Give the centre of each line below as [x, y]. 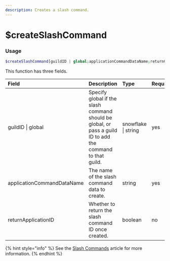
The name [100, 170]
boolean [132, 220]
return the [100, 210]
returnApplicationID [31, 220]
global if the [103, 99]
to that [96, 155]
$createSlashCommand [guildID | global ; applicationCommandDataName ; [78, 61]
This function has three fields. [36, 71]
